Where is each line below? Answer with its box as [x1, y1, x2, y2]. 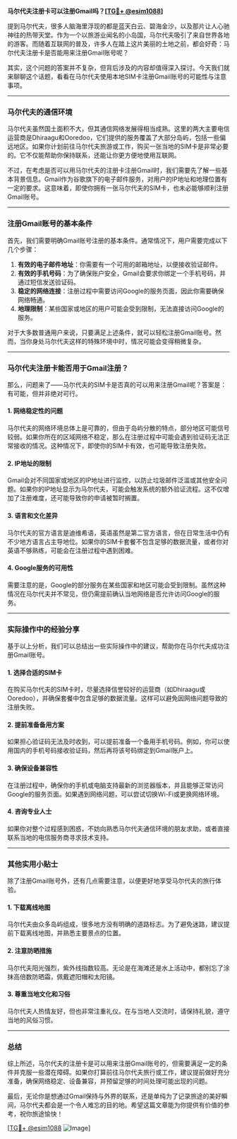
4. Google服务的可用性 [7, 564, 74, 572]
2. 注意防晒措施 [7, 946, 52, 954]
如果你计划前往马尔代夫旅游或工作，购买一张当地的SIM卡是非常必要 [31, 142, 229, 151]
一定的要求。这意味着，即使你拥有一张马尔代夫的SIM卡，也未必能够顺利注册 [7, 184, 229, 192]
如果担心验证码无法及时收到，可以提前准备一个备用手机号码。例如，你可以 [7, 737, 224, 746]
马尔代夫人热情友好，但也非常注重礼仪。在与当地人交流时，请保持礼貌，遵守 [7, 1007, 230, 1015]
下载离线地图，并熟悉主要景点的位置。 [13, 929, 125, 937]
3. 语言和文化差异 [7, 511, 59, 519]
